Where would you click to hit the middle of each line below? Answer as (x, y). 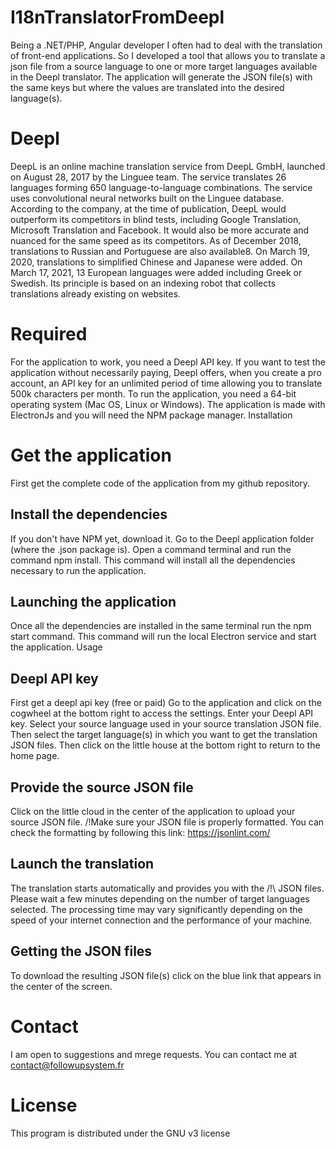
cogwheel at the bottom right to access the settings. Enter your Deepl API (161, 713)
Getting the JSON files (81, 951)
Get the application (91, 455)
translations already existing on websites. (95, 293)
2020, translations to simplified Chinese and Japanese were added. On (156, 262)
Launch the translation (82, 864)
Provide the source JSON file (102, 787)
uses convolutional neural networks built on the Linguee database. (147, 198)
